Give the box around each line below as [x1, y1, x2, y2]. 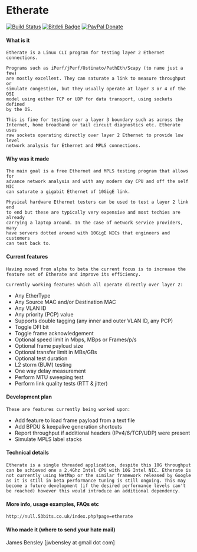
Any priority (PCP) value [14, 311, 74, 318]
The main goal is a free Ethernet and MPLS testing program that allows [6, 168, 189, 174]
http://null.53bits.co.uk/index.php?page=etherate [6, 514, 133, 520]
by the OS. [6, 107, 33, 113]
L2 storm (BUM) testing [14, 361, 72, 368]
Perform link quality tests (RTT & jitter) [14, 380, 108, 387]
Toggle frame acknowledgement [14, 329, 94, 337]
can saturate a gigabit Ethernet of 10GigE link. [6, 189, 131, 195]
